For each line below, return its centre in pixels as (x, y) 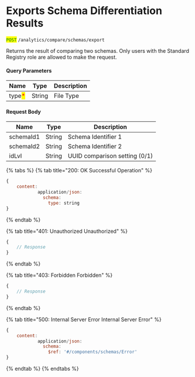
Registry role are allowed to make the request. (61, 57)
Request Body (23, 111)
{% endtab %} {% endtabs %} (42, 369)
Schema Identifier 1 (95, 137)
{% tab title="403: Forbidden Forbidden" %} (59, 275)
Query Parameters (29, 70)
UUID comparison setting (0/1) (110, 156)
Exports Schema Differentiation (84, 11)
